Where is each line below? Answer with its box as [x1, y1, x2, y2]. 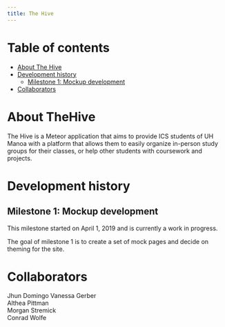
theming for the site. [7, 245, 65, 253]
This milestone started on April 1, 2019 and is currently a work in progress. [7, 224, 218, 232]
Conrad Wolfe [7, 314, 47, 322]
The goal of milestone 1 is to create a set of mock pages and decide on [7, 237, 209, 245]
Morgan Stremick [7, 306, 57, 315]
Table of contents [7, 39, 110, 55]
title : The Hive [7, 10, 54, 17]
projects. [7, 153, 32, 162]
